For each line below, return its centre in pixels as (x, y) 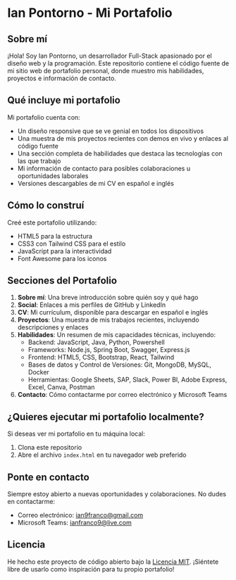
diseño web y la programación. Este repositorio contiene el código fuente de (118, 63)
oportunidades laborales (53, 176)
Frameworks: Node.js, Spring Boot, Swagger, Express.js (109, 350)
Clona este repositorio (50, 448)
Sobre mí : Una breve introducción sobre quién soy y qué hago (108, 298)
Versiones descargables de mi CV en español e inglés (96, 183)
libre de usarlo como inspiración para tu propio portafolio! (91, 569)
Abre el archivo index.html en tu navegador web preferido (102, 455)
